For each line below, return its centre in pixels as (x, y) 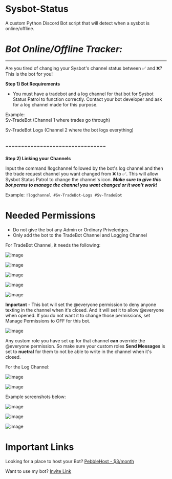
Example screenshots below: (36, 397)
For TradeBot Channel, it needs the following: (53, 245)
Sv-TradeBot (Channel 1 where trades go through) (58, 120)
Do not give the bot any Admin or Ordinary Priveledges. (71, 230)
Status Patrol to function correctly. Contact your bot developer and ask (87, 99)
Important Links (40, 447)
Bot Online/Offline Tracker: (64, 49)
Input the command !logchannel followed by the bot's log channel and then (84, 168)
